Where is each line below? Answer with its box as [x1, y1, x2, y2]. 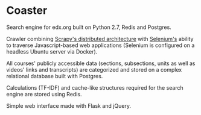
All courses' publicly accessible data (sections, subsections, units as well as [6, 60, 196, 67]
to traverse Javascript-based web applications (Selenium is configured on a [6, 42, 195, 49]
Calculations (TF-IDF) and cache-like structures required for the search [6, 84, 184, 91]
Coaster [6, 4, 48, 17]
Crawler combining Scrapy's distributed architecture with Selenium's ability [6, 35, 194, 42]
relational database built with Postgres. [6, 72, 103, 79]
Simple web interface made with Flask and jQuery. [6, 102, 132, 109]
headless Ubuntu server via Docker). [6, 48, 98, 55]
